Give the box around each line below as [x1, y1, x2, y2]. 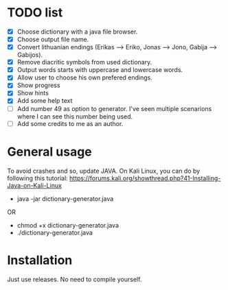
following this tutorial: [7, 173, 69, 182]
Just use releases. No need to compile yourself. [7, 275, 142, 283]
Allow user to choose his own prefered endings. [16, 73, 153, 82]
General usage [7, 144, 93, 159]
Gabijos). [16, 51, 43, 59]
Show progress [16, 81, 60, 90]
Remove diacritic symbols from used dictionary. [16, 58, 152, 67]
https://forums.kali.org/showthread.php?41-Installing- [69, 173, 221, 182]
